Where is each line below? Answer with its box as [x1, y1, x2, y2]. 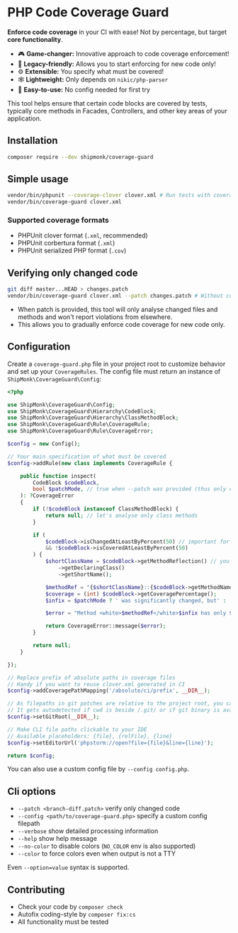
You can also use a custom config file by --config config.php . [7, 765, 190, 773]
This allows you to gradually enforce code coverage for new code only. [17, 320, 225, 329]
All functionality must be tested [17, 917, 109, 926]
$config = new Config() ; [7, 440, 81, 447]
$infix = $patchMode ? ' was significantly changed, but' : [45, 597, 227, 604]
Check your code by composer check [17, 903, 123, 911]
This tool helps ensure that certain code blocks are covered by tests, [7, 99, 208, 107]
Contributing [7, 883, 65, 895]
